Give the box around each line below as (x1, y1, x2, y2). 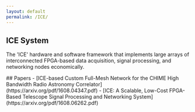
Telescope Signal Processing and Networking (22, 93, 133, 100)
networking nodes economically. (6, 64, 85, 71)
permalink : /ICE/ (6, 14, 48, 20)
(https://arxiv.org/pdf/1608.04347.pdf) (6, 87, 98, 94)
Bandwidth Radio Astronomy (6, 81, 75, 88)
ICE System (6, 36, 49, 45)
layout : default (6, 8, 46, 15)
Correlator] (75, 81, 102, 88)
